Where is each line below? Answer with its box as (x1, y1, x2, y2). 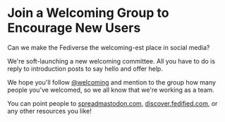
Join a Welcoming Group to (7, 5, 169, 21)
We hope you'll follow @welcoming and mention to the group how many (7, 78, 217, 86)
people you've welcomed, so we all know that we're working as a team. (7, 85, 215, 94)
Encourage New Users (7, 20, 141, 36)
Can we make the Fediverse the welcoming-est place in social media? (7, 43, 210, 51)
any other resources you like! (7, 106, 92, 115)
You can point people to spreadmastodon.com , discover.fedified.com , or (7, 99, 218, 107)
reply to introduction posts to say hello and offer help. (7, 64, 164, 73)
